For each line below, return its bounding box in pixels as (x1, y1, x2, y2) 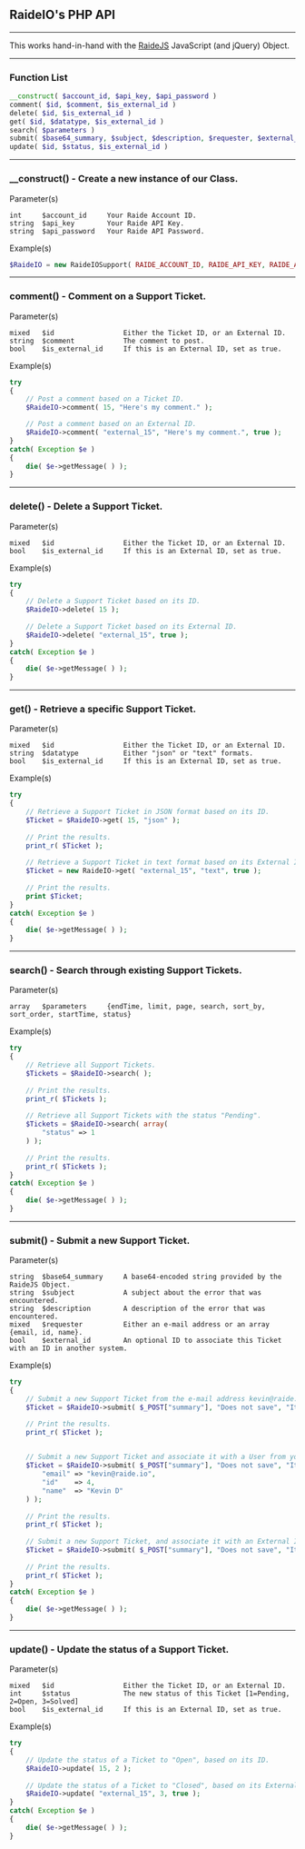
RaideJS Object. (9, 1280, 71, 1289)
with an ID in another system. (9, 1344, 128, 1353)
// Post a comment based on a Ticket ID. (25, 394, 184, 403)
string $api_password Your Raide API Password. (9, 226, 205, 235)
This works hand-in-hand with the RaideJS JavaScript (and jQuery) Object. (9, 40, 290, 51)
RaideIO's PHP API (9, 7, 116, 23)
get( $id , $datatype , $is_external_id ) (9, 117, 165, 126)
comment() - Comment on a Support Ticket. (9, 290, 207, 303)
